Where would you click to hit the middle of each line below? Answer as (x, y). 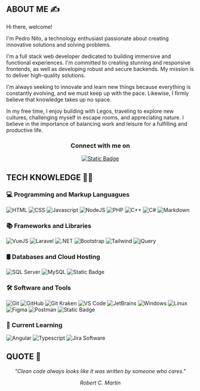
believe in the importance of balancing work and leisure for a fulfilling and (97, 124)
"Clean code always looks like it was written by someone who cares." (100, 371)
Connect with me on (100, 146)
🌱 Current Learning (34, 325)
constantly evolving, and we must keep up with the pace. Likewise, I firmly (98, 93)
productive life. (25, 130)
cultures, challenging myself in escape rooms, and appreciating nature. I (95, 117)
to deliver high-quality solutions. (46, 75)
